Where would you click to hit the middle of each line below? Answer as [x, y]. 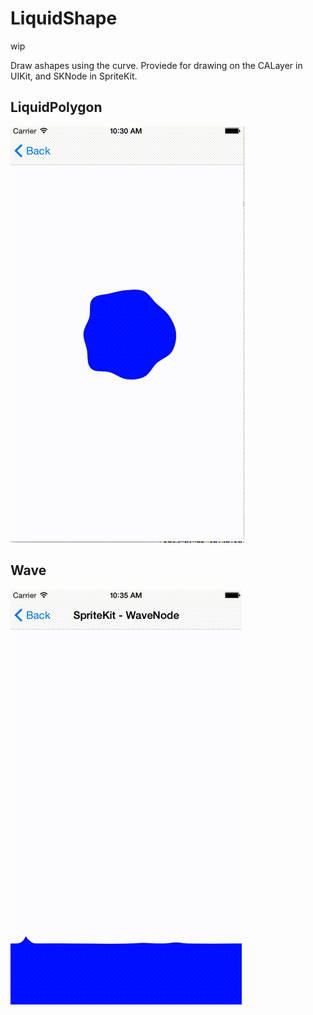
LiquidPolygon [56, 107]
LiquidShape [64, 18]
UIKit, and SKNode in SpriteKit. [74, 76]
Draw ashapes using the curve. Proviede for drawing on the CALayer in [156, 65]
